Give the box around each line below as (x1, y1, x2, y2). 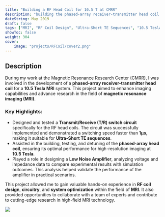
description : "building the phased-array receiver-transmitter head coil (5, 12, 160, 17)
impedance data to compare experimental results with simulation (12, 161, 143, 167)
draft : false (5, 21, 32, 26)
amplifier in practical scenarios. (12, 172, 76, 178)
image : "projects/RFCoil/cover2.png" (14, 44, 91, 49)
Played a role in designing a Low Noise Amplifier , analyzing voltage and (12, 156, 159, 162)
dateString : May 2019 (5, 16, 50, 21)
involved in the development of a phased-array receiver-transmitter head (5, 80, 156, 86)
